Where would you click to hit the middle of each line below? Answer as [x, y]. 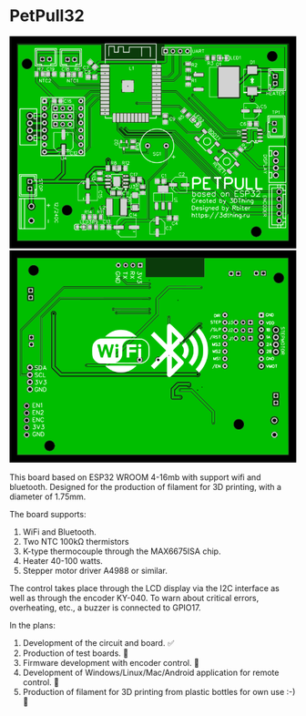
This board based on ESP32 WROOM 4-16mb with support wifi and [135, 477]
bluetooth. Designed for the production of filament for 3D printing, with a [146, 486]
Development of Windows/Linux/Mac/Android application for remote [151, 672]
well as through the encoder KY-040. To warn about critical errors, [134, 598]
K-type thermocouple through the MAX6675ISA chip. [122, 551]
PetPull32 [47, 16]
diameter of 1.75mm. [48, 496]
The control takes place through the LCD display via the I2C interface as [145, 588]
